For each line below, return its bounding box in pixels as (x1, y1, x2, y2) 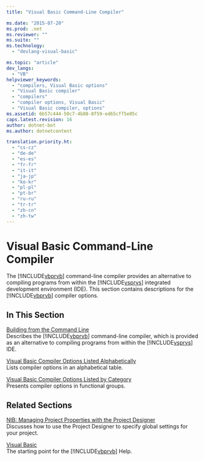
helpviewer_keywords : (6, 77, 62, 83)
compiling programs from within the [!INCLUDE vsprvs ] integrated (6, 279, 171, 287)
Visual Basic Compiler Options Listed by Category (6, 376, 132, 383)
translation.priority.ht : (6, 139, 72, 145)
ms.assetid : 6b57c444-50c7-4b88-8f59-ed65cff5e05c (6, 111, 138, 117)
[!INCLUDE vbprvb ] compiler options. (6, 292, 99, 299)
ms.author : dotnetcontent (6, 128, 72, 134)
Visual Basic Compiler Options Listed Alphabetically (6, 358, 136, 365)
